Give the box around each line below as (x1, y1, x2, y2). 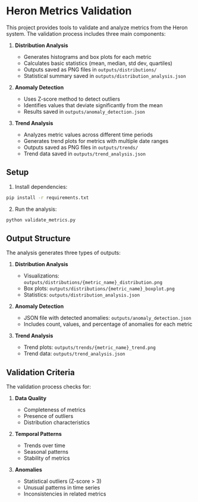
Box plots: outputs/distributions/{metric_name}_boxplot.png (23, 285, 175, 292)
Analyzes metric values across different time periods (23, 131, 153, 138)
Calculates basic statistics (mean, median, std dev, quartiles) (23, 60, 172, 67)
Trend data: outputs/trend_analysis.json (23, 350, 126, 357)
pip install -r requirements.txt (6, 195, 89, 201)
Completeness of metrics (23, 406, 86, 413)
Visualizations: (23, 272, 59, 279)
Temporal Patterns (14, 431, 62, 438)
